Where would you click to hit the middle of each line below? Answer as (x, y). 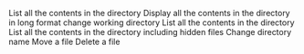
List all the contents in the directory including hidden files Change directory (150, 32)
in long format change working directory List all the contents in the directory (152, 22)
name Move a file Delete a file (64, 41)
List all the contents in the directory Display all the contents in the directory (149, 13)
